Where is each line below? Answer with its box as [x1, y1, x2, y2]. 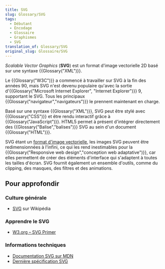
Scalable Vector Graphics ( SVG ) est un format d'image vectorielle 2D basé [5, 63, 158, 68]
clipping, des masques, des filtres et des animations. [5, 165, 113, 171]
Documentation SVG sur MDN [12, 253, 74, 259]
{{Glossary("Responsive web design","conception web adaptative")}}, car [5, 149, 156, 155]
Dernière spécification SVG [12, 258, 68, 264]
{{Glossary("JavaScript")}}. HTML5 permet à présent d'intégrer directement [5, 119, 160, 125]
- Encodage [9, 26, 32, 31]
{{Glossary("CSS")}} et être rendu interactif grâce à [5, 113, 111, 119]
